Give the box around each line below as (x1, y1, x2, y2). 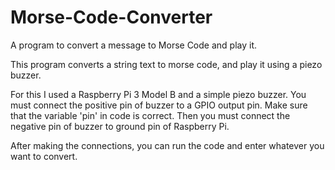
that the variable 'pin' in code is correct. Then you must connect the (10, 109, 291, 121)
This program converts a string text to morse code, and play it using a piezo (10, 58, 323, 70)
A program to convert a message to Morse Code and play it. (10, 39, 258, 51)
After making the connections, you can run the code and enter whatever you (10, 139, 325, 151)
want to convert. (10, 150, 78, 162)
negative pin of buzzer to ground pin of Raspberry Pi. (10, 120, 230, 132)
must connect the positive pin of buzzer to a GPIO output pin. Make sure (10, 99, 308, 111)
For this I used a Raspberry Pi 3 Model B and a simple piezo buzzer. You (10, 88, 307, 100)
